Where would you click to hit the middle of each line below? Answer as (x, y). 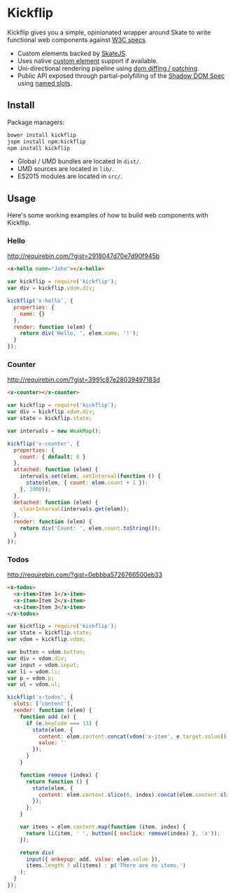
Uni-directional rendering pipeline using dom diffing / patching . (108, 68)
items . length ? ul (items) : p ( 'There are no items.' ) (106, 866)
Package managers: (36, 122)
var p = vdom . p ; (31, 678)
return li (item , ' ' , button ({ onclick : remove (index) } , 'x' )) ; (123, 833)
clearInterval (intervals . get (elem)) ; (75, 509)
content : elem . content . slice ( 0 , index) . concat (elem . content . (129, 795)
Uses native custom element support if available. (88, 60)
